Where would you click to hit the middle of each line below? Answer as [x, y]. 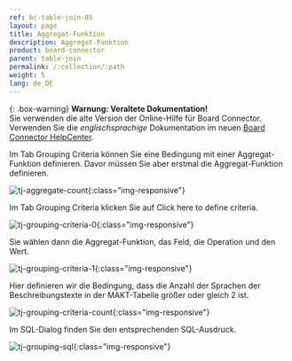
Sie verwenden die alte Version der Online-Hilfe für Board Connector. [136, 118]
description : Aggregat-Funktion [69, 42]
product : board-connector [57, 51]
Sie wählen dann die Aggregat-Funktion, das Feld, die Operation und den [142, 241]
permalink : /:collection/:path [67, 67]
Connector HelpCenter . [51, 137]
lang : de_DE [31, 83]
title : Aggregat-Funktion [57, 34]
